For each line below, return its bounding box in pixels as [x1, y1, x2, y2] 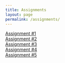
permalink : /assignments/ [5, 17, 60, 22]
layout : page [5, 12, 33, 17]
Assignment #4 [5, 46, 37, 53]
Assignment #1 [5, 31, 37, 37]
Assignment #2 [5, 36, 37, 42]
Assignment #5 [5, 52, 37, 58]
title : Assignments [5, 7, 47, 13]
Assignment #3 [5, 41, 37, 47]
